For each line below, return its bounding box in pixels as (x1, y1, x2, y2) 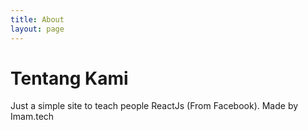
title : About (10, 14, 65, 25)
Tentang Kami (10, 67, 129, 90)
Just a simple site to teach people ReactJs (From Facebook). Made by (10, 100, 299, 112)
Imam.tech (10, 111, 55, 123)
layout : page (10, 24, 65, 34)
